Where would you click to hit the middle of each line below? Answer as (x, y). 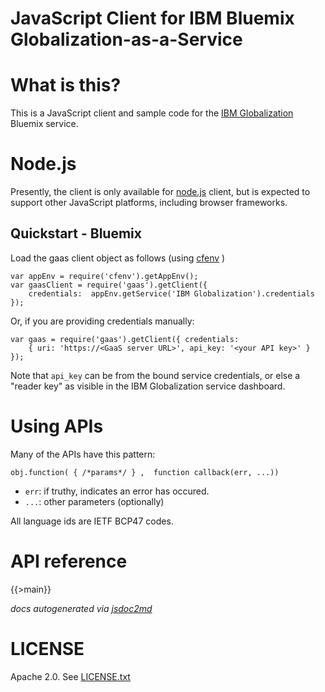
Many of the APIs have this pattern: (83, 454)
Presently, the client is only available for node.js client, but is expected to (160, 192)
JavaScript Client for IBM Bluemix (152, 18)
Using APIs (57, 426)
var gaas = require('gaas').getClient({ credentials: (125, 339)
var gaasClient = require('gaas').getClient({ (109, 285)
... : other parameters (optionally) (94, 501)
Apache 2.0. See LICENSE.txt (70, 676)
